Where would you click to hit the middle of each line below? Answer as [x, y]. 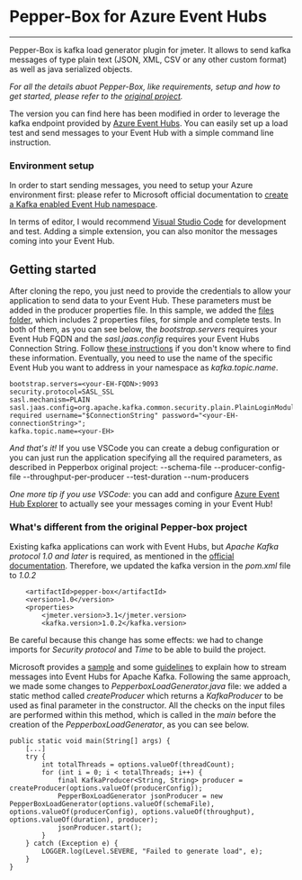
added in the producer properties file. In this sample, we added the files [142, 310]
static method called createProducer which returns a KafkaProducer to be [147, 696]
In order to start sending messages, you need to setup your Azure [131, 186]
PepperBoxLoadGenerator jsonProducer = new [140, 796]
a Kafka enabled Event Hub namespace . [84, 204]
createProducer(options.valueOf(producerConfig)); [106, 789]
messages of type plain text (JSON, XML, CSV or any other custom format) [148, 59]
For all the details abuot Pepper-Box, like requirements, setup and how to [145, 86]
